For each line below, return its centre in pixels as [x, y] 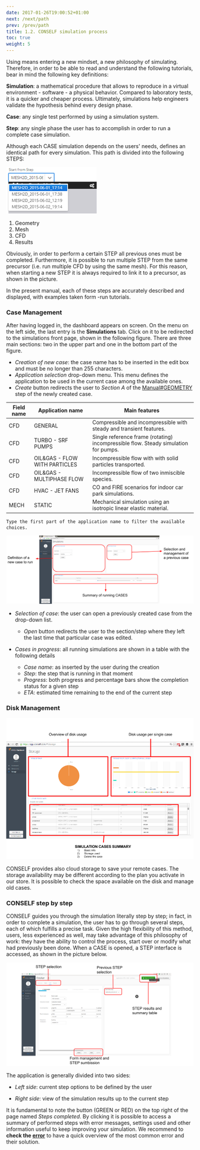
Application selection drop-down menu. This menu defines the [91, 375]
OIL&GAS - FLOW [56, 458]
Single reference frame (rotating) [132, 437]
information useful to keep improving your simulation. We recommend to [95, 1129]
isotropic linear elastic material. [130, 508]
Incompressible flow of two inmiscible [138, 472]
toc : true [18, 38]
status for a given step [51, 686]
